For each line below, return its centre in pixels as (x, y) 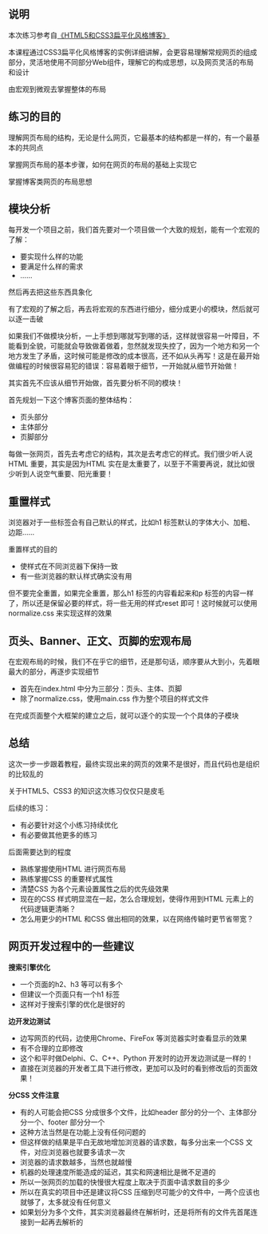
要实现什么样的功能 (51, 257)
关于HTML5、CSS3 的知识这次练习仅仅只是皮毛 (87, 790)
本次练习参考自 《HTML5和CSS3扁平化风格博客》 (89, 35)
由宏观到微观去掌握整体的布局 (57, 89)
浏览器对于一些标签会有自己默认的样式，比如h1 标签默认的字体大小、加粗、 (132, 523)
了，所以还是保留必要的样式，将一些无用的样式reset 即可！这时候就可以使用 (133, 603)
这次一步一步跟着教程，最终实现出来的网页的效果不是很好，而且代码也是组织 (134, 764)
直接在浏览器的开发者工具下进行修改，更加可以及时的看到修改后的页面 (135, 1068)
